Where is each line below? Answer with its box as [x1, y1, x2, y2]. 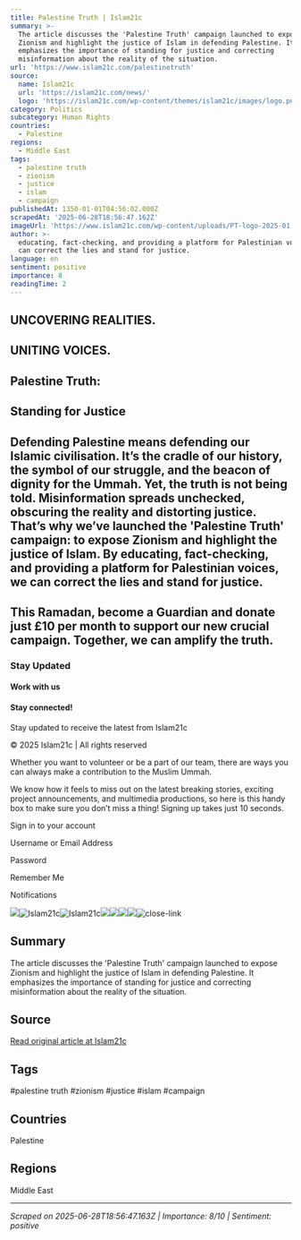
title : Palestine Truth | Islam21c [10, 13, 143, 22]
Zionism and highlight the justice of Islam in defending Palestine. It [10, 967, 255, 978]
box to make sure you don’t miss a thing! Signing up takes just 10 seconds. [10, 802, 285, 813]
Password [10, 854, 47, 865]
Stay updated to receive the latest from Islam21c [10, 722, 188, 732]
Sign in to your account [10, 820, 96, 831]
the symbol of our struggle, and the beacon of [10, 462, 271, 477]
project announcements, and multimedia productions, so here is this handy [10, 793, 286, 804]
